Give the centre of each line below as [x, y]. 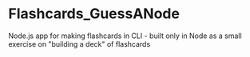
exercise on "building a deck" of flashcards [79, 44]
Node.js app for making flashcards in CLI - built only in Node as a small [125, 36]
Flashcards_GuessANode [94, 14]
